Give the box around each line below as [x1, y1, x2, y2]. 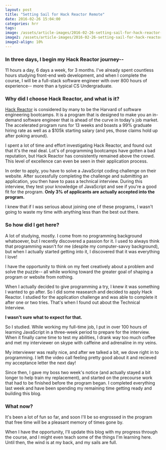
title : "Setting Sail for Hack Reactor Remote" [5, 12, 105, 17]
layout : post [5, 7, 32, 12]
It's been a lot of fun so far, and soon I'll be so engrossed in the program [5, 414, 152, 420]
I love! [5, 254, 17, 260]
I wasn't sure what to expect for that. [5, 314, 83, 320]
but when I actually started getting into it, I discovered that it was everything [5, 248, 160, 254]
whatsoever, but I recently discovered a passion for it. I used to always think [5, 238, 160, 244]
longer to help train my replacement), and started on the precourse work [5, 375, 153, 381]
